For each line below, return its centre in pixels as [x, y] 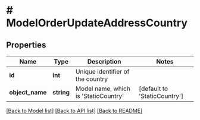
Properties [26, 45]
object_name [28, 92]
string [61, 92]
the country [92, 79]
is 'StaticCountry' [100, 96]
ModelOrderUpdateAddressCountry [97, 23]
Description [104, 61]
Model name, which [103, 89]
